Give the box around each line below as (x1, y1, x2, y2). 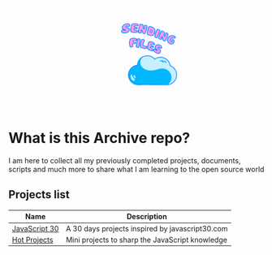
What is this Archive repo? (8, 129, 191, 148)
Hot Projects (11, 235, 54, 244)
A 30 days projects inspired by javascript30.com (66, 223, 228, 233)
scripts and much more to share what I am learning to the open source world (8, 164, 265, 174)
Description (127, 212, 168, 222)
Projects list (8, 188, 71, 201)
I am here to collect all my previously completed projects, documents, (8, 155, 241, 165)
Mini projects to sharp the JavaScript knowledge (66, 235, 227, 244)
